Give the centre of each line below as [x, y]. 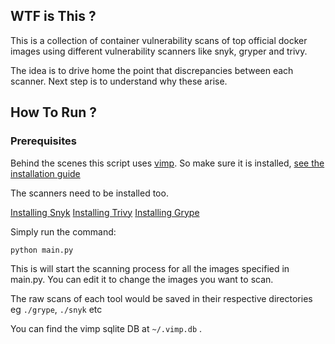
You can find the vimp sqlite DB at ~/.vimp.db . [106, 328]
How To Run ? [53, 112]
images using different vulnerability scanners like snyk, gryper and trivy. [159, 51]
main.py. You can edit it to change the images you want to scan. [142, 279]
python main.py [42, 250]
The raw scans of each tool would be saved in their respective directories [161, 298]
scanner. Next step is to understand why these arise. [119, 81]
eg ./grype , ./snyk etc [56, 309]
